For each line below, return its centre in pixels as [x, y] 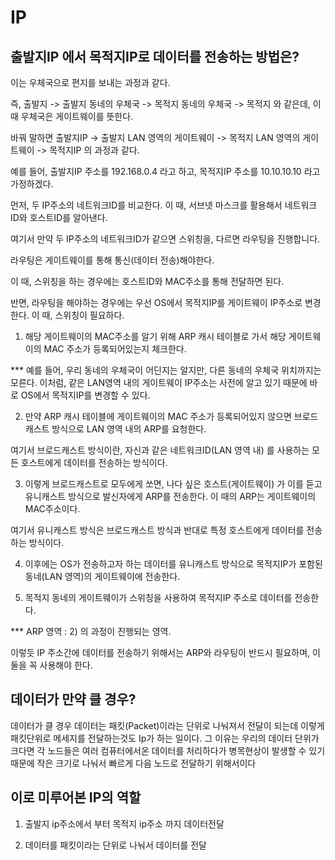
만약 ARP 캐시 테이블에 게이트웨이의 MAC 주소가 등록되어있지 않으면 [158, 416]
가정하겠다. [32, 184]
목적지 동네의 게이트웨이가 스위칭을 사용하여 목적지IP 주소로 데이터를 [158, 597]
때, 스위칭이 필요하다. [83, 315]
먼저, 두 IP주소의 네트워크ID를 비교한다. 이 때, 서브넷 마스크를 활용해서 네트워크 [164, 205]
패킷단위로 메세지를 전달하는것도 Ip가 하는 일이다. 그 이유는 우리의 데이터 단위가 [165, 738]
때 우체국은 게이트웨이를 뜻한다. [72, 116]
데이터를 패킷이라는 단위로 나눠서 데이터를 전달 [115, 845]
